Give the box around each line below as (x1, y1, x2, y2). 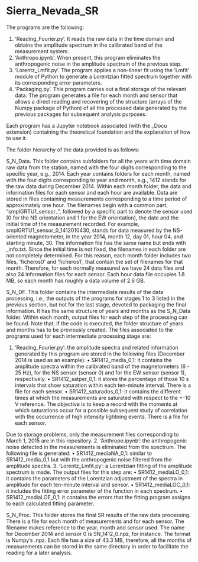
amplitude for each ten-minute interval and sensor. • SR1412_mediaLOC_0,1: (6, 481, 190, 488)
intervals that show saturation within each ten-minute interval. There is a (14, 382, 191, 389)
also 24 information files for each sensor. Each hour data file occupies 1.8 (6, 270, 185, 277)
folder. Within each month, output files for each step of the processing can (6, 314, 188, 321)
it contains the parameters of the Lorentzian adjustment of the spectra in (6, 474, 183, 482)
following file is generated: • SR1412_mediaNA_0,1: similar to (6, 450, 152, 457)
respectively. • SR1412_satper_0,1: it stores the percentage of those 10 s (14, 375, 189, 382)
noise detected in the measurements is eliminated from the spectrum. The (6, 443, 186, 450)
